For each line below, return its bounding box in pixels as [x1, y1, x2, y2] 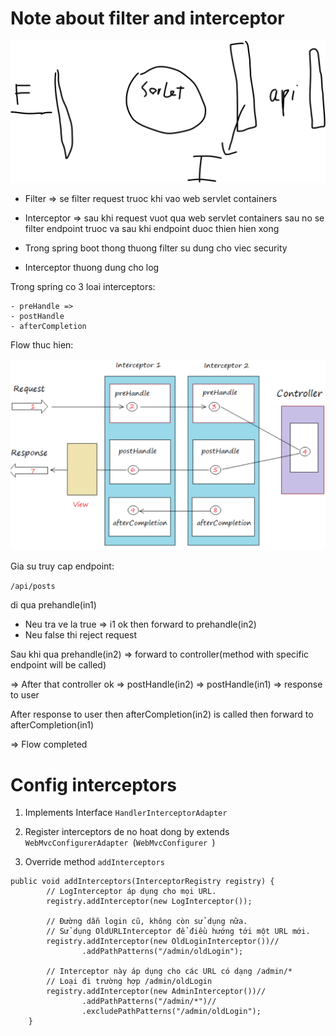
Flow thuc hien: [10, 339, 74, 351]
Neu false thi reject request [24, 629, 138, 641]
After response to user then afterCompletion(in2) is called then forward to [10, 708, 314, 721]
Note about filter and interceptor [10, 7, 285, 30]
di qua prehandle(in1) [10, 599, 97, 611]
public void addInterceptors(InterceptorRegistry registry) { [10, 877, 275, 887]
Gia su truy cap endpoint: [10, 560, 115, 572]
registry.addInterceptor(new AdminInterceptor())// [46, 987, 267, 997]
